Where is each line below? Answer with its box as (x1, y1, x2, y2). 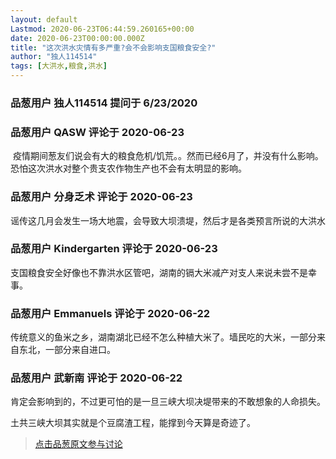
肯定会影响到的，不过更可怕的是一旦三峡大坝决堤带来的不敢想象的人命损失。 (10, 396, 326, 408)
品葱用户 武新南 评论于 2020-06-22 (10, 371, 183, 385)
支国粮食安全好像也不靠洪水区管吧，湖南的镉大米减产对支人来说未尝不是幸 (10, 266, 317, 278)
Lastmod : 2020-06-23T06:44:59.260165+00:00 (10, 24, 195, 34)
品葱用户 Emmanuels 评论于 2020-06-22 (10, 306, 211, 320)
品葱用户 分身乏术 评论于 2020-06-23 (10, 190, 193, 204)
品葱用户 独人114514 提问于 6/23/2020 (10, 96, 198, 110)
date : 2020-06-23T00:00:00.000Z (10, 33, 145, 43)
